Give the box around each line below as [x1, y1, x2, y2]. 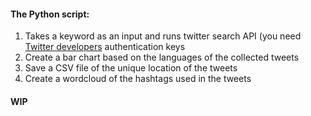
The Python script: [10, 8, 90, 20]
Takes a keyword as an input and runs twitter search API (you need [24, 30, 302, 42]
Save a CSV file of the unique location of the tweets [24, 62, 238, 74]
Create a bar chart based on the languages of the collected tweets [24, 51, 300, 64]
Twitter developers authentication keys [24, 41, 186, 53]
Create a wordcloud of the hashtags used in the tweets [24, 73, 252, 85]
